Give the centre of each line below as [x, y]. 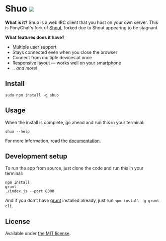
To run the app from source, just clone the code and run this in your [74, 168]
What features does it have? [35, 37]
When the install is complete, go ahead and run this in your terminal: [75, 122]
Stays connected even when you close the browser [65, 52]
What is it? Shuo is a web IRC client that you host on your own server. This [82, 22]
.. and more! [25, 68]
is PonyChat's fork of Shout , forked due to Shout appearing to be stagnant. [82, 27]
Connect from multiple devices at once [52, 57]
